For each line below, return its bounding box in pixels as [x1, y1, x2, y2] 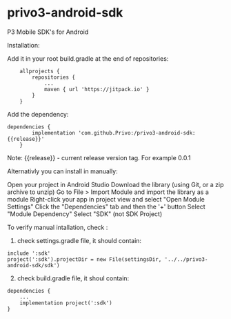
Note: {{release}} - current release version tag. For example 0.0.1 [7, 153, 191, 162]
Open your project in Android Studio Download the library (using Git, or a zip [7, 180, 224, 188]
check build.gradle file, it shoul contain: [17, 274, 130, 282]
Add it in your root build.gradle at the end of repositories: [7, 54, 169, 63]
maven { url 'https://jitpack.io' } [43, 86, 150, 93]
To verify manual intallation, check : [7, 223, 108, 231]
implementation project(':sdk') [19, 299, 112, 307]
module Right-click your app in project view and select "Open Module [7, 195, 205, 203]
